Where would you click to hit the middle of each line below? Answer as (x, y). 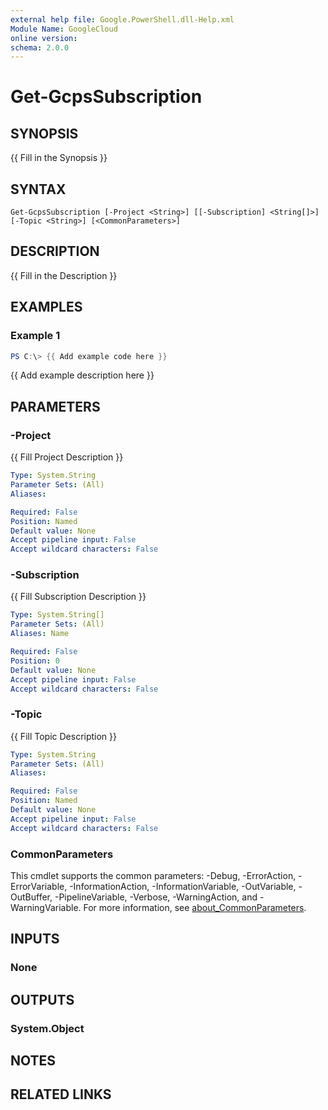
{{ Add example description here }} (82, 375)
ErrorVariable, (39, 887)
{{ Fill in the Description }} (64, 275)
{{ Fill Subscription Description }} (78, 597)
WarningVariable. (46, 908)
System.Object (47, 1028)
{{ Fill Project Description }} (67, 457)
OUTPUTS (42, 999)
